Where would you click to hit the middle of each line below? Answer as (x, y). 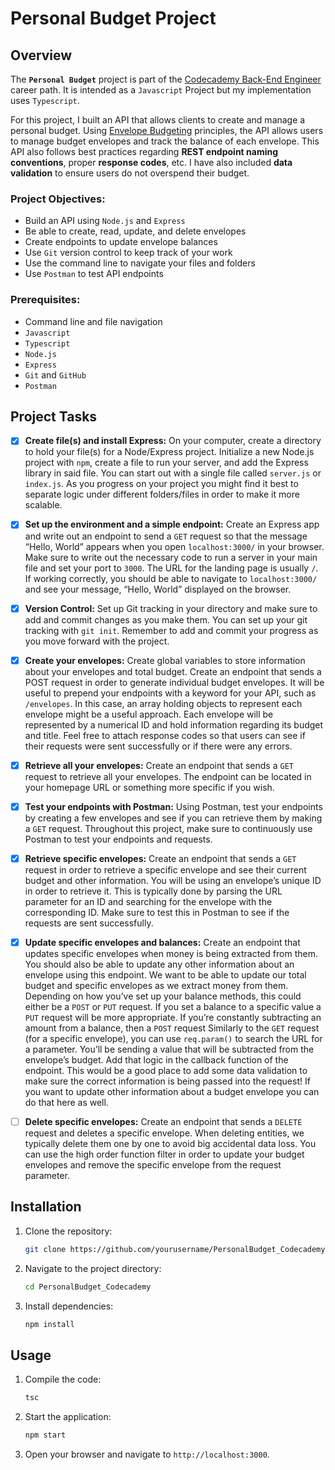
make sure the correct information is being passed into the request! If (167, 1081)
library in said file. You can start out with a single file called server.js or (173, 473)
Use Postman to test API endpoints (94, 274)
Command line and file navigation (93, 321)
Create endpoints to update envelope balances (121, 242)
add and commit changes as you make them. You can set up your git (166, 619)
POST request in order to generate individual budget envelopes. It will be (174, 682)
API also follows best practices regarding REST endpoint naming (144, 151)
